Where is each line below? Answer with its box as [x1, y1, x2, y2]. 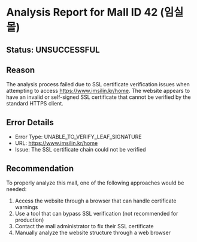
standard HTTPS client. [6, 100, 64, 107]
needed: [6, 186, 27, 193]
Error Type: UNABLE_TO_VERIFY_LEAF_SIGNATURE [14, 133, 142, 141]
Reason [6, 65, 35, 75]
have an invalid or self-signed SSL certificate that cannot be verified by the [6, 93, 192, 101]
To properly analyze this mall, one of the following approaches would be [6, 179, 184, 186]
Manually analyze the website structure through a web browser [14, 229, 171, 237]
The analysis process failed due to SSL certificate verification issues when [6, 81, 190, 88]
